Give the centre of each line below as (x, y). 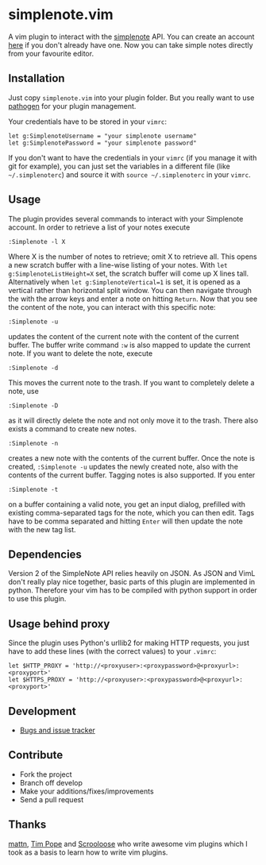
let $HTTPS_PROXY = (40, 680)
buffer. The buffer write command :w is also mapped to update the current (129, 345)
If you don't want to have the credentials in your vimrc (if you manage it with (133, 157)
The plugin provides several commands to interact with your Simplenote (126, 218)
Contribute (36, 755)
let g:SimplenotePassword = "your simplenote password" (102, 143)
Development (42, 711)
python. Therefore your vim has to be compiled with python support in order (133, 590)
